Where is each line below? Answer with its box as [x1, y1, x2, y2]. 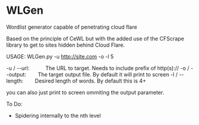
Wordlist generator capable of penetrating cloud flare [6, 23, 137, 31]
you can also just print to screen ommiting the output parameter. [6, 89, 164, 96]
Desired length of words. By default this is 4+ [35, 77, 146, 84]
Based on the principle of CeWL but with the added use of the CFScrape [6, 35, 184, 42]
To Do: [6, 100, 23, 108]
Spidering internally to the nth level [14, 112, 101, 119]
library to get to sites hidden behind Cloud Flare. [6, 41, 125, 48]
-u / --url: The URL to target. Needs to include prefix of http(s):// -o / [6, 64, 189, 72]
